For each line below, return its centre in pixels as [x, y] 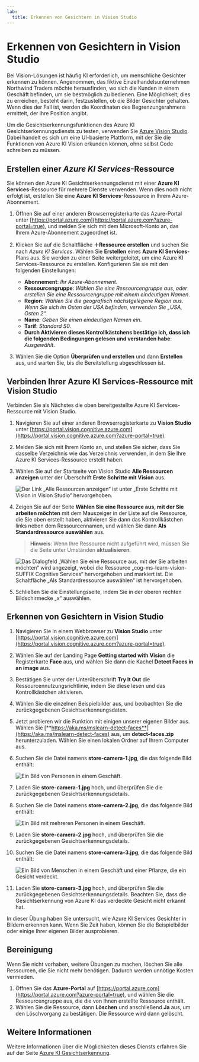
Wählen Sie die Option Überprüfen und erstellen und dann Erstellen [99, 356]
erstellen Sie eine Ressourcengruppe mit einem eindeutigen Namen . [107, 295]
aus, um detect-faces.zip [142, 734]
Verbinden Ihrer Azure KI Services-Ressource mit [100, 382]
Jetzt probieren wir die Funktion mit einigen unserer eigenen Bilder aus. [102, 721]
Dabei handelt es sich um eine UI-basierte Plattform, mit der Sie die [89, 138]
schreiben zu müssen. [34, 150]
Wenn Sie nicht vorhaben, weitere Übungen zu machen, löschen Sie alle [95, 964]
